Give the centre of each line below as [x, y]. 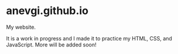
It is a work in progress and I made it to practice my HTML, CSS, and [89, 38]
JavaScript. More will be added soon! [51, 45]
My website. [21, 27]
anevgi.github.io [47, 11]
